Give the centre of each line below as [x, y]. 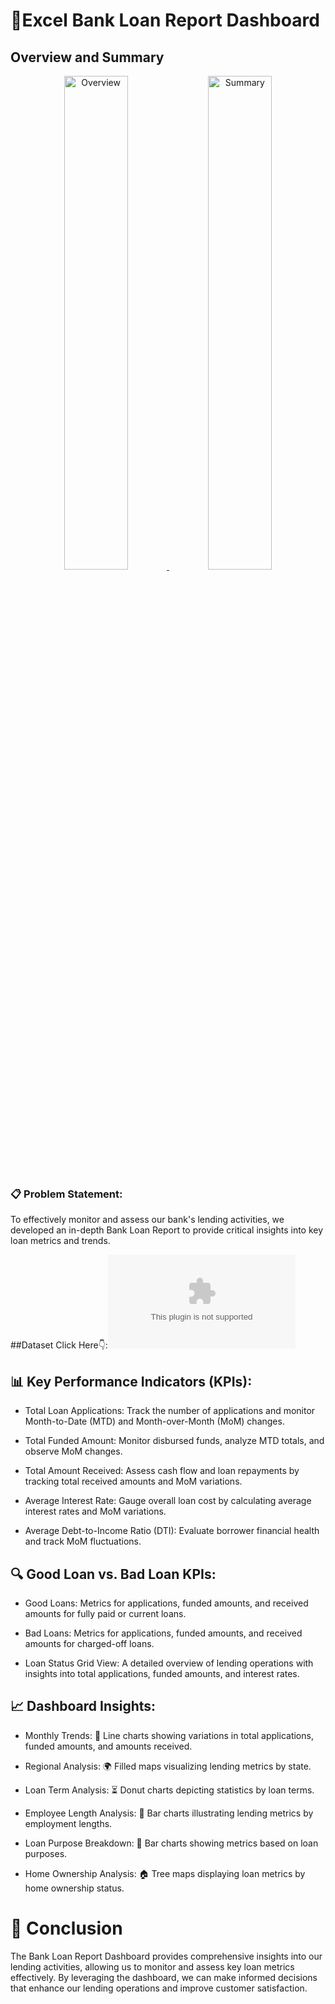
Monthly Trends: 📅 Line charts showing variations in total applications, [169, 1735]
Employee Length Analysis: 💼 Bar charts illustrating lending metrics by [169, 1813]
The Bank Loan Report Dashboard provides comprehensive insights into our [166, 1956]
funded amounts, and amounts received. [108, 1746]
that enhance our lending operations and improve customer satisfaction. [159, 1988]
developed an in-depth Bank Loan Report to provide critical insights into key [167, 1230]
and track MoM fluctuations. [83, 1541]
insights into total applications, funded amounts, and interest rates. [162, 1673]
